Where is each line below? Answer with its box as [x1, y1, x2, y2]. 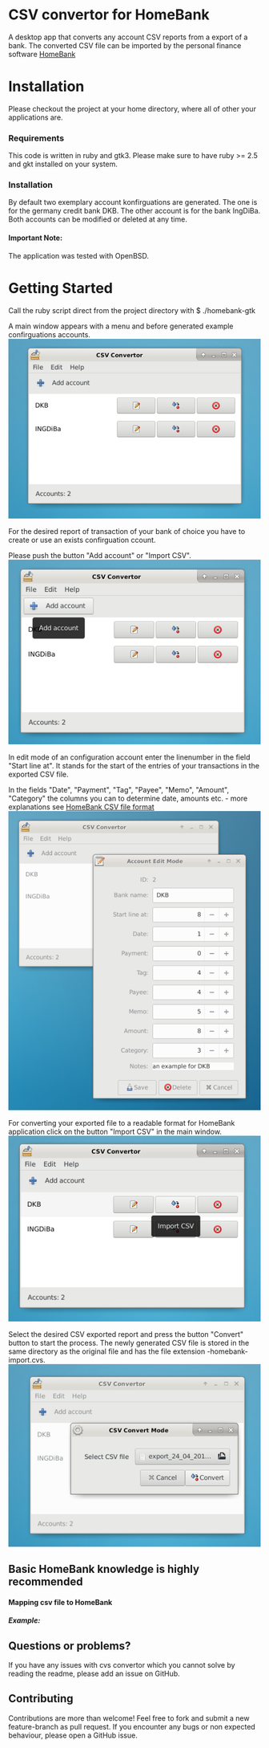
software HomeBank [8, 49, 76, 59]
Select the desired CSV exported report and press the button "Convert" [8, 1330, 244, 1339]
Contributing [8, 1692, 74, 1705]
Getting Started [8, 279, 114, 297]
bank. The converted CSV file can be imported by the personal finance [8, 40, 242, 50]
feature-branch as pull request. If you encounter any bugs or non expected [8, 1722, 256, 1731]
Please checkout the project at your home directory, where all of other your [8, 104, 256, 113]
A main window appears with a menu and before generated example [8, 321, 234, 331]
